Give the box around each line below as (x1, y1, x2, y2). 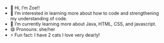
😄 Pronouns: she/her (10, 26, 55, 32)
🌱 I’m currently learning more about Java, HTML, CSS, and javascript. (10, 21, 157, 27)
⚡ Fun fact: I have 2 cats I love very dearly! (10, 32, 100, 38)
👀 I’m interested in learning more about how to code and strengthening (10, 10, 159, 16)
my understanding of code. (10, 16, 67, 21)
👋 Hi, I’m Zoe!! (10, 5, 40, 11)
